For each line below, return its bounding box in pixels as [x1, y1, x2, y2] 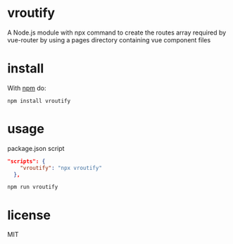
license [7, 207, 51, 223]
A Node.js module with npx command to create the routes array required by [7, 28, 227, 37]
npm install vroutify [7, 97, 71, 104]
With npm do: [7, 83, 47, 92]
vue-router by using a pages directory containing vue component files [7, 35, 211, 44]
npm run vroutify [7, 183, 58, 191]
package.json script [7, 144, 65, 152]
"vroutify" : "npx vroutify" [20, 164, 102, 171]
